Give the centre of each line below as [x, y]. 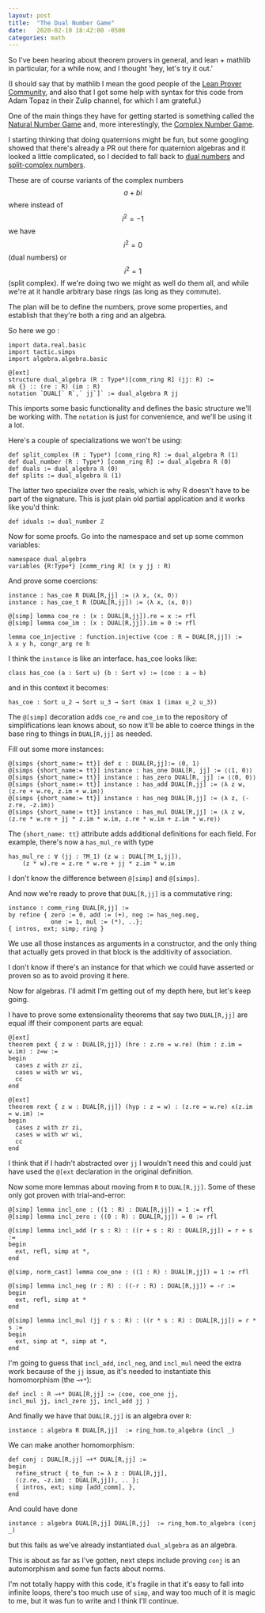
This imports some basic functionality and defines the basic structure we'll [130, 408]
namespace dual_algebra [47, 560]
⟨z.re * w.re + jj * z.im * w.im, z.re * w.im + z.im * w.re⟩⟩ [115, 819]
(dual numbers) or [38, 257]
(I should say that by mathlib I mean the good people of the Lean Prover [125, 84]
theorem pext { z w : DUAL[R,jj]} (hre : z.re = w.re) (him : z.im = [125, 1045]
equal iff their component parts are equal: [76, 1023]
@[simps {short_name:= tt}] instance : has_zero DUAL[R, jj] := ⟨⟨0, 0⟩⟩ [132, 778]
